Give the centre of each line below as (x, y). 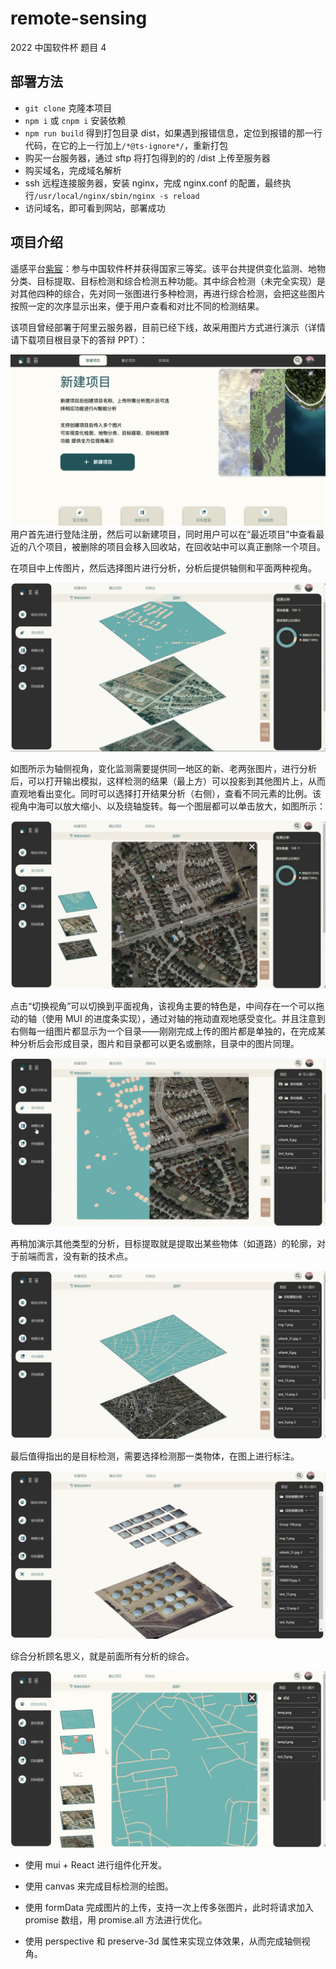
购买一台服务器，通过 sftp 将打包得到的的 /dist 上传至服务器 (147, 158)
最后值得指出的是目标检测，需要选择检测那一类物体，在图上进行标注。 (155, 1456)
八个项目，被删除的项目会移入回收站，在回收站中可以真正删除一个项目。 (176, 547)
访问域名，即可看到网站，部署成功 (95, 208)
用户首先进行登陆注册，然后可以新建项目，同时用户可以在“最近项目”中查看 (163, 534)
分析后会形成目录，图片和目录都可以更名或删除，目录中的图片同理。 (159, 1043)
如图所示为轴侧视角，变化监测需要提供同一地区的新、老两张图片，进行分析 (163, 768)
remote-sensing (79, 18)
